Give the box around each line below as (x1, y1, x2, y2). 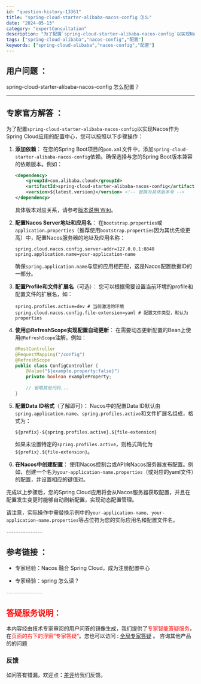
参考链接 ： (6, 547, 48, 557)
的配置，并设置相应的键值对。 (14, 476, 89, 483)
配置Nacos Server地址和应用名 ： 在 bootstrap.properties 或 (14, 219, 163, 226)
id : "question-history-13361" (6, 8, 82, 15)
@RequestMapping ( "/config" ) (14, 351, 85, 357)
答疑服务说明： (6, 608, 62, 618)
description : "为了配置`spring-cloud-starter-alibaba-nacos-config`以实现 (6, 31, 190, 37)
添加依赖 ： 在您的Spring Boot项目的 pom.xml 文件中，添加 (14, 145, 154, 153)
